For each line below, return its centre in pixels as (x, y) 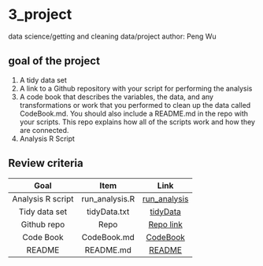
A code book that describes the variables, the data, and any (117, 97)
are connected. (44, 130)
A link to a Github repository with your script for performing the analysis (136, 88)
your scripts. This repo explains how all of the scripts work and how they (137, 122)
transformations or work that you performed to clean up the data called (135, 105)
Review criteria (46, 163)
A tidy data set (43, 79)
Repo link (165, 224)
